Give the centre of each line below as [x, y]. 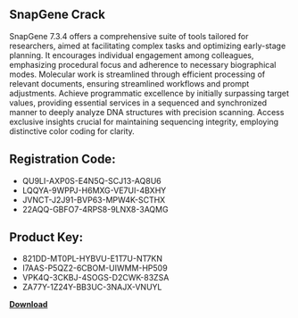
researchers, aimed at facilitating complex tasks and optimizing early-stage [148, 46]
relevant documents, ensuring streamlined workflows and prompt [129, 83]
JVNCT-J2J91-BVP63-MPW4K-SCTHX [94, 199]
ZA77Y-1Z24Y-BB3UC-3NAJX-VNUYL [92, 287]
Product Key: [46, 237]
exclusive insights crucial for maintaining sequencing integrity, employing [144, 121]
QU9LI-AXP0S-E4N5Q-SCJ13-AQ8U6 [92, 180]
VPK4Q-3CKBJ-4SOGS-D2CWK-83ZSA [95, 278]
